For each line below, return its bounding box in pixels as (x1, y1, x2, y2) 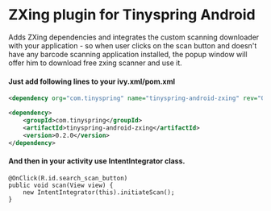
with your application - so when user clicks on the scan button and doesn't (8, 40, 257, 50)
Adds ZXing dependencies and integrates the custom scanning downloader (8, 32, 260, 42)
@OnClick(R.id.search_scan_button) (8, 174, 128, 182)
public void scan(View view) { (8, 181, 114, 189)
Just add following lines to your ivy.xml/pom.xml (8, 77, 176, 86)
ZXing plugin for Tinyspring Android (8, 6, 256, 24)
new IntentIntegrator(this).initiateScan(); (23, 188, 175, 197)
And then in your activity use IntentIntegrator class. (8, 155, 186, 166)
